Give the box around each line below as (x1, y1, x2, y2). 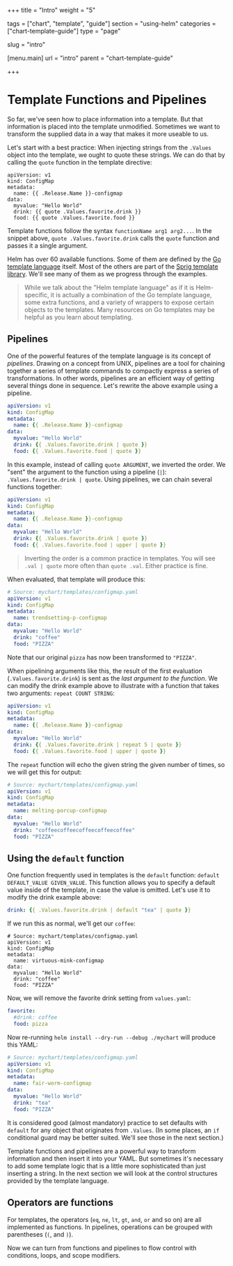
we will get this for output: (7, 768, 82, 776)
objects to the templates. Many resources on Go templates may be (24, 305, 216, 313)
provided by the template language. (7, 1176, 109, 1185)
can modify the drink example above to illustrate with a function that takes (7, 681, 220, 690)
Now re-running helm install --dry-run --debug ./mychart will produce (7, 1033, 216, 1041)
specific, (24, 290, 49, 299)
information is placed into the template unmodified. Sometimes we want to (7, 122, 220, 131)
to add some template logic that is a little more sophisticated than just (7, 1161, 207, 1170)
